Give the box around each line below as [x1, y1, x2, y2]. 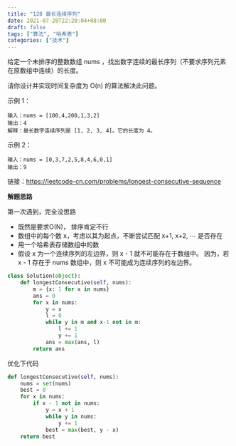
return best [20, 432, 55, 440]
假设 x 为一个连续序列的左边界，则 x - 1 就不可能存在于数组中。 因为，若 [17, 249, 230, 258]
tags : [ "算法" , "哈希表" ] [7, 30, 79, 38]
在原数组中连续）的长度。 [7, 66, 82, 75]
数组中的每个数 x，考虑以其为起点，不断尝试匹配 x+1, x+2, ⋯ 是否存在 [17, 232, 223, 240]
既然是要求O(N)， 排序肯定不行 [17, 222, 109, 232]
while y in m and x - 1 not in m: [45, 318, 141, 326]
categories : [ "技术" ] [7, 37, 70, 44]
